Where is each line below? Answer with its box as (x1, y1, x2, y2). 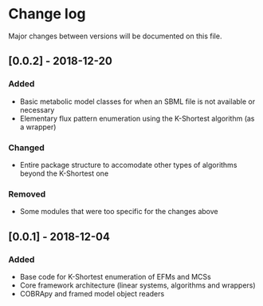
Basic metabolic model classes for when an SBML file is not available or (19, 97, 256, 106)
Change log (8, 5, 86, 23)
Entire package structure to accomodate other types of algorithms (19, 160, 237, 169)
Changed (8, 141, 45, 153)
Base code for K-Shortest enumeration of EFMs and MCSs (19, 272, 211, 281)
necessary (19, 105, 55, 114)
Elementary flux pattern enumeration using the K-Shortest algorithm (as (19, 113, 255, 123)
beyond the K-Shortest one (19, 169, 109, 178)
